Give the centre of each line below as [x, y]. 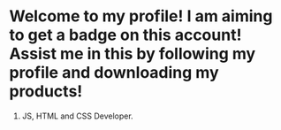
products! [46, 92]
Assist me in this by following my [133, 54]
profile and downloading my [114, 73]
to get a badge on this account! [125, 35]
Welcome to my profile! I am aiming [141, 16]
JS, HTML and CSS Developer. [78, 116]
